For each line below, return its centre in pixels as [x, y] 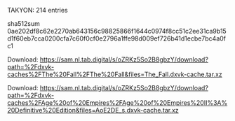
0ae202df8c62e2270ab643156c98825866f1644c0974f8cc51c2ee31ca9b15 [117, 31]
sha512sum [23, 23]
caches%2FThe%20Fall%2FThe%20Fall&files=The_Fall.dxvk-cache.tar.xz [115, 74]
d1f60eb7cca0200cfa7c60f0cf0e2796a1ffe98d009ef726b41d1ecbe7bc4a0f [117, 38]
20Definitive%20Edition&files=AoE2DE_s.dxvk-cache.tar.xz [93, 110]
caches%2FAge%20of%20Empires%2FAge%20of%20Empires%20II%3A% [117, 103]
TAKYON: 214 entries [38, 10]
